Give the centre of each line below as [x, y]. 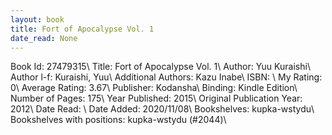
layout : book [37, 19]
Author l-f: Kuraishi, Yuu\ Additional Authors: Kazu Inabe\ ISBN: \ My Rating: [166, 77]
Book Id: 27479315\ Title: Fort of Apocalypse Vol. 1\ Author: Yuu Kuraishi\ [160, 67]
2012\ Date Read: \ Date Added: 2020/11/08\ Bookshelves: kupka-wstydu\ [162, 109]
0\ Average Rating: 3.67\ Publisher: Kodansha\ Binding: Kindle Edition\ [154, 88]
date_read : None [44, 38]
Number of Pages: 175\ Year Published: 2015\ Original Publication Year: [156, 98]
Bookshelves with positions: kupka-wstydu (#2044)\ [118, 120]
